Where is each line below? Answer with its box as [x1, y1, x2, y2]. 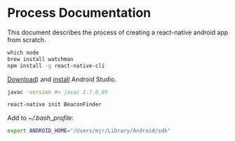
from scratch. [7, 35, 47, 43]
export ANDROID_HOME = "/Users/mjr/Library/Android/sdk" [7, 128, 171, 135]
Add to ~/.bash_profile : [7, 114, 74, 122]
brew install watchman [7, 55, 74, 62]
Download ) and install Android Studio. [7, 75, 117, 83]
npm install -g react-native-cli [7, 62, 105, 69]
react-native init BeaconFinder [7, 101, 102, 108]
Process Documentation [7, 5, 152, 21]
